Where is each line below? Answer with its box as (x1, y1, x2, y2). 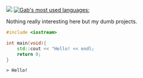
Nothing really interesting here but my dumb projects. (6, 18, 138, 25)
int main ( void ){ (6, 40, 46, 46)
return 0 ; (17, 51, 42, 57)
